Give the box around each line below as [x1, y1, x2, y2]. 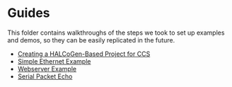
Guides [7, 5, 51, 21]
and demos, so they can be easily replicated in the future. [7, 35, 175, 44]
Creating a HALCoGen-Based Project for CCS [17, 50, 151, 58]
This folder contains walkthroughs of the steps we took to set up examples [7, 28, 225, 37]
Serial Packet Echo [17, 72, 73, 81]
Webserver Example [17, 64, 76, 73]
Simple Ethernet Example [17, 57, 91, 65]
